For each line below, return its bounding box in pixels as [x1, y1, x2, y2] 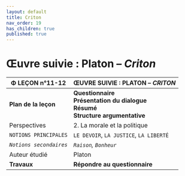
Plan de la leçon [9, 100, 56, 109]
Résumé [73, 104, 98, 112]
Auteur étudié [9, 151, 48, 159]
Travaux [9, 160, 34, 169]
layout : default [6, 8, 47, 15]
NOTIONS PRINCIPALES [9, 132, 68, 139]
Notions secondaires [9, 142, 68, 148]
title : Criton [6, 14, 42, 20]
